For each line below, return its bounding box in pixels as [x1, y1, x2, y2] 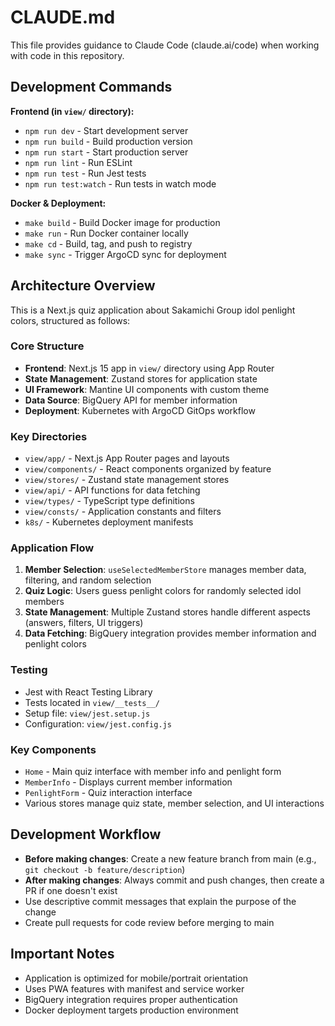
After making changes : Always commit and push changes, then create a [24, 874, 325, 886]
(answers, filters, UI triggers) [24, 617, 144, 629]
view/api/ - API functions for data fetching [24, 484, 201, 496]
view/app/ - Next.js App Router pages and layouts [24, 452, 230, 465]
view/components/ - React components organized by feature [24, 463, 272, 475]
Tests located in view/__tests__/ [24, 696, 160, 708]
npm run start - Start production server [24, 146, 189, 158]
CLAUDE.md [10, 6, 116, 29]
